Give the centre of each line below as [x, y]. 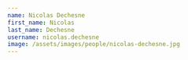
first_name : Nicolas [41, 23]
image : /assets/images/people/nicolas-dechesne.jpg [94, 44]
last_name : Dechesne [41, 30]
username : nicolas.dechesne [53, 37]
